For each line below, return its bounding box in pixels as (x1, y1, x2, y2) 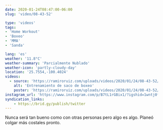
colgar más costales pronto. (5, 120, 61, 126)
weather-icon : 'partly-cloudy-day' (5, 65, 77, 70)
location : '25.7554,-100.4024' (5, 70, 68, 75)
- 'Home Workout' (5, 30, 40, 34)
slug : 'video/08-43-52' (5, 12, 53, 16)
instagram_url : (5, 92, 36, 97)
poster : (14, 88, 29, 93)
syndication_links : (5, 97, 45, 102)
